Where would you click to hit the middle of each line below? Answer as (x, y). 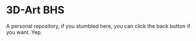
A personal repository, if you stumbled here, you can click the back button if (98, 26)
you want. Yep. (24, 32)
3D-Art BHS (35, 10)
